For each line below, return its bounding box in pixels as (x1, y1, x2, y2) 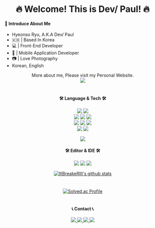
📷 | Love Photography (11, 56, 58, 62)
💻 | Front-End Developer (11, 43, 63, 49)
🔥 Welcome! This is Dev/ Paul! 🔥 (16, 3, 150, 15)
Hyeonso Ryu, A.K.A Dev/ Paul (11, 31, 74, 38)
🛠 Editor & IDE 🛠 (65, 147, 101, 153)
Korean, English (11, 63, 44, 69)
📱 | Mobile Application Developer (11, 50, 79, 56)
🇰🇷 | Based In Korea (11, 37, 55, 43)
